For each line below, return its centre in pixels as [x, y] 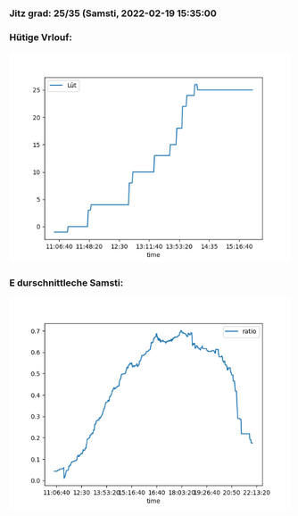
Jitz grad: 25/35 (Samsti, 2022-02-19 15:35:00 [113, 13]
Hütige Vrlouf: [41, 37]
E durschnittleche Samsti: [66, 283]
